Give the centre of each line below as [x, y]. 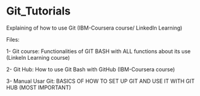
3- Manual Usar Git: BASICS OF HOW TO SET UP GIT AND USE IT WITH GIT [101, 81]
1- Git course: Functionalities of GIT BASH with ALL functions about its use [98, 51]
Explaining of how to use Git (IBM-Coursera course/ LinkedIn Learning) [94, 28]
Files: [13, 39]
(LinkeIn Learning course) [38, 57]
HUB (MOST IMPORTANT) [39, 87]
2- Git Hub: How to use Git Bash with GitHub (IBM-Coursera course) [91, 69]
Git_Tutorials [39, 11]
